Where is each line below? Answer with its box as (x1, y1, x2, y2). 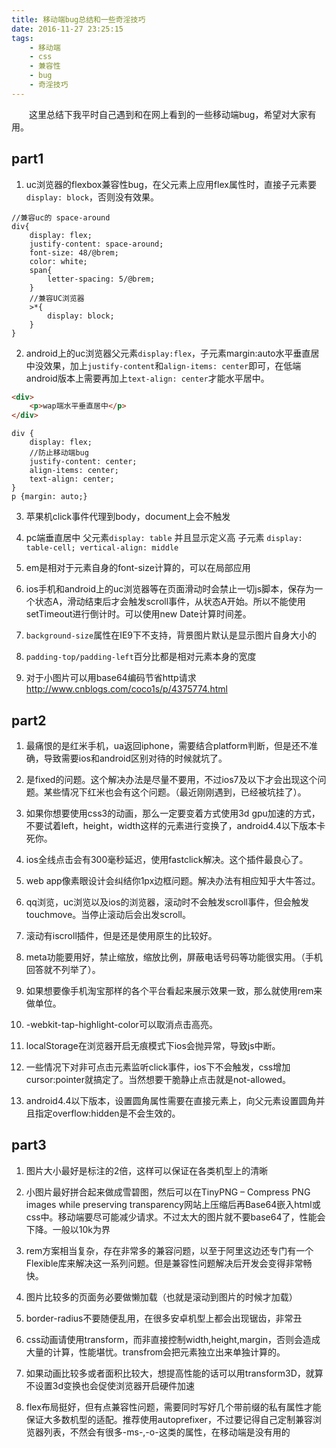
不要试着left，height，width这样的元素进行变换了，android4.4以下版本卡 (25, 820, 326, 831)
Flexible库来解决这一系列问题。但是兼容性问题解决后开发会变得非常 (25, 1257, 304, 1269)
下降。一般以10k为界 (25, 1223, 111, 1235)
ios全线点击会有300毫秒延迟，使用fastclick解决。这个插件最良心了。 (25, 854, 309, 865)
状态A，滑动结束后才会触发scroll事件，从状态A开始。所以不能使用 (34, 596, 306, 608)
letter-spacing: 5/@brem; (47, 274, 156, 284)
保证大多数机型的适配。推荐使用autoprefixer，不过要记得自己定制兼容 (25, 1413, 313, 1425)
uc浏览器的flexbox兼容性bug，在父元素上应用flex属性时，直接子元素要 (25, 178, 317, 190)
